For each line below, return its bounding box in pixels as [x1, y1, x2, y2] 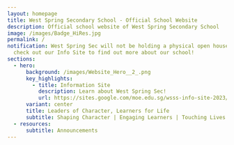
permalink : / [7, 36, 45, 43]
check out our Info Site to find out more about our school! [13, 49, 195, 56]
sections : [7, 56, 36, 63]
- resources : [13, 120, 52, 128]
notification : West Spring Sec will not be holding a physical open [7, 43, 210, 49]
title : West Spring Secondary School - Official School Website [7, 17, 198, 24]
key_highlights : [25, 75, 73, 82]
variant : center [25, 101, 73, 108]
